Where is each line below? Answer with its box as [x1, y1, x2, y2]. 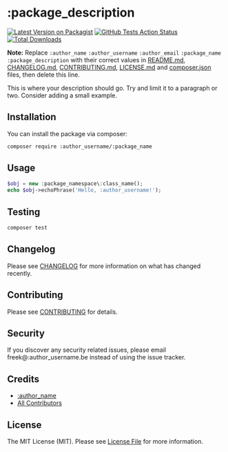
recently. [7, 269, 32, 277]
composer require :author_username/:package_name [7, 143, 153, 150]
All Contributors [17, 399, 62, 407]
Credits [7, 373, 40, 385]
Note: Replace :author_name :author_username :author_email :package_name [7, 48, 222, 57]
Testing [7, 206, 41, 218]
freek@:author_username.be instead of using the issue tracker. [7, 353, 186, 361]
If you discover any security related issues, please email [7, 346, 167, 354]
